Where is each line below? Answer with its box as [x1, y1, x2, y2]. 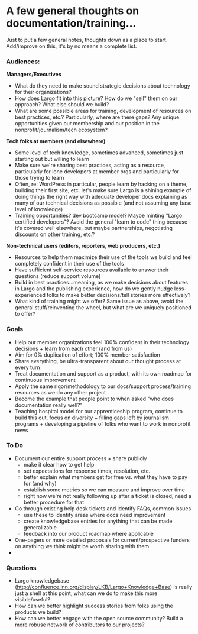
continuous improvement [14, 376, 76, 383]
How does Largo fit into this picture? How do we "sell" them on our [14, 95, 178, 102]
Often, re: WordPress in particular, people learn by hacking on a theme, [14, 180, 188, 187]
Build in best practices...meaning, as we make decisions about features [14, 279, 188, 286]
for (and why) [23, 480, 57, 487]
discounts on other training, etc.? [14, 231, 95, 238]
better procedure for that [23, 499, 85, 506]
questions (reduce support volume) [14, 273, 101, 280]
